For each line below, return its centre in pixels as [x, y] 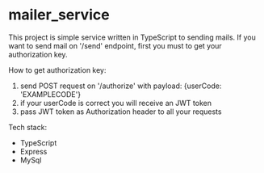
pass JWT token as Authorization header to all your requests [121, 112]
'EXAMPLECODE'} [50, 94]
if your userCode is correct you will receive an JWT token [116, 103]
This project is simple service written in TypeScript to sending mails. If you [132, 37]
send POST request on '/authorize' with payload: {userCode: [121, 86]
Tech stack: [27, 127]
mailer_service [59, 15]
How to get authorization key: [57, 70]
